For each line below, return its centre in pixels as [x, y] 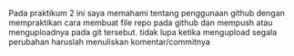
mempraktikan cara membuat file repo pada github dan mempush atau [141, 23]
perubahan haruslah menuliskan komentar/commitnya [110, 42]
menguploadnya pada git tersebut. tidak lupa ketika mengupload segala [143, 32]
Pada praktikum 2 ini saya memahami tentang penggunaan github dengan [147, 13]
